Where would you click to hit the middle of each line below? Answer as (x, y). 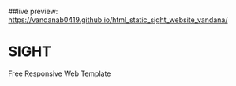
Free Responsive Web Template (60, 73)
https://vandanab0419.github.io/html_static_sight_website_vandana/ (118, 20)
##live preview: (33, 11)
